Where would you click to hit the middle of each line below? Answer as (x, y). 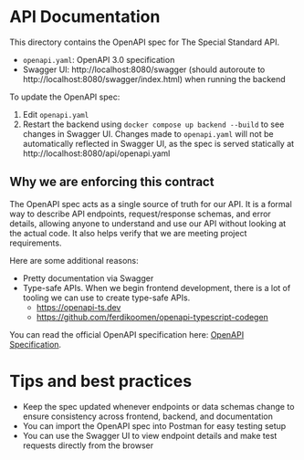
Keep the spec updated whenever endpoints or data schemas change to (158, 406)
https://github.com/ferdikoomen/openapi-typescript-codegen (152, 317)
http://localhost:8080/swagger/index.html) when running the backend (154, 78)
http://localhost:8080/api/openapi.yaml (96, 153)
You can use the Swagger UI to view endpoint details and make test (150, 435)
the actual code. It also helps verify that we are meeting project (128, 233)
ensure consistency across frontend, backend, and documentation (148, 416)
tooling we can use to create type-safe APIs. (106, 298)
